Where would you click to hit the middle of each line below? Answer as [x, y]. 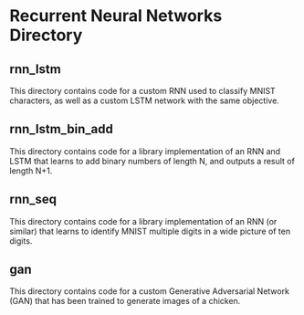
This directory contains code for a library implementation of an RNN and [145, 151]
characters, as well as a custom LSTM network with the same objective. [145, 100]
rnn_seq [33, 199]
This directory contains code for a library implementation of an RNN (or [143, 221]
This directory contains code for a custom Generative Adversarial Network [150, 291]
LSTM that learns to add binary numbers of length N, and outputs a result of [152, 161]
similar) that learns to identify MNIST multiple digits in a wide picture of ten [150, 231]
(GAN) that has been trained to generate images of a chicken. [125, 301]
